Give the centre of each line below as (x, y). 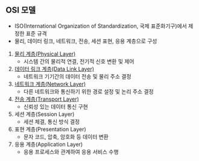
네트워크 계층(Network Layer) (50, 84)
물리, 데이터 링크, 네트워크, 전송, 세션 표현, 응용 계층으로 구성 (86, 41)
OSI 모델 (21, 10)
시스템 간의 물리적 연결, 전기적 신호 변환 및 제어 (79, 61)
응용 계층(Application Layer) (49, 144)
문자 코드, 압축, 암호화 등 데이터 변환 (66, 136)
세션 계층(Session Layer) (44, 114)
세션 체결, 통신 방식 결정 (52, 121)
